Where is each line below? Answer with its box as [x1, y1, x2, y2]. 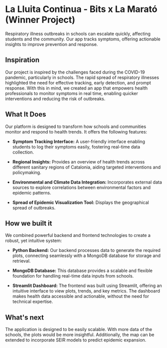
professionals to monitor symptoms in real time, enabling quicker [5, 90, 138, 96]
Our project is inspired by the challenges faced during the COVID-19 [5, 69, 145, 75]
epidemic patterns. [12, 189, 51, 195]
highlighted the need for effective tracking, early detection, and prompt [5, 79, 151, 85]
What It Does [5, 110, 46, 118]
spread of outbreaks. [12, 204, 56, 210]
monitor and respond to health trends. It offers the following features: [5, 128, 148, 134]
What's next [5, 313, 44, 321]
